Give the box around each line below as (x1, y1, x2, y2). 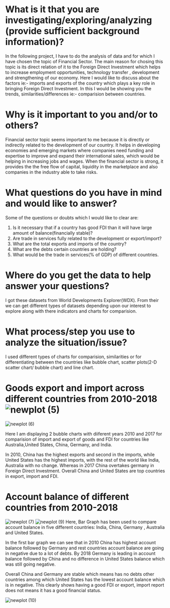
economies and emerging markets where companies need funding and (5, 147, 154, 154)
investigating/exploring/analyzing (5, 14, 152, 26)
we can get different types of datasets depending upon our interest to (5, 302, 151, 309)
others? (5, 120, 39, 131)
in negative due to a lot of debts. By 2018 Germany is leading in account (5, 550, 156, 556)
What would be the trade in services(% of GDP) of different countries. (12, 251, 159, 258)
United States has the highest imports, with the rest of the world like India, (5, 457, 160, 463)
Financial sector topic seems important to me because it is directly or (5, 136, 150, 142)
